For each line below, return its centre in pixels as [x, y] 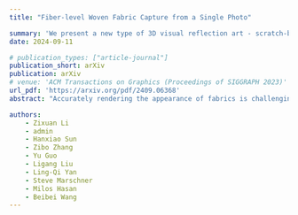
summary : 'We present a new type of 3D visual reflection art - [130, 33]
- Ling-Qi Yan [51, 172]
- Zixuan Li [47, 123]
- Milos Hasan [51, 188]
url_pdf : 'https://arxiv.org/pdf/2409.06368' [94, 90]
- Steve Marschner [59, 180]
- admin [39, 131]
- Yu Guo [41, 156]
